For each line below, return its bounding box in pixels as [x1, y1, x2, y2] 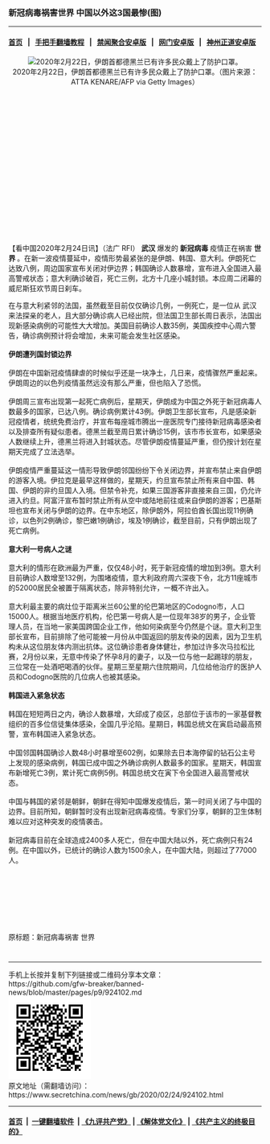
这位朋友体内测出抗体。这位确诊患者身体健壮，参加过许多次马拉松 [29, 642, 247, 651]
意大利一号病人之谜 [8, 544, 72, 554]
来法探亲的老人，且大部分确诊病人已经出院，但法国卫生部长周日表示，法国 [8, 310, 255, 320]
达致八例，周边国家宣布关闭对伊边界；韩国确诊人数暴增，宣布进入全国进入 [8, 263, 255, 273]
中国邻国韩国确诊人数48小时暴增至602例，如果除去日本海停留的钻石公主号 [8, 748, 256, 757]
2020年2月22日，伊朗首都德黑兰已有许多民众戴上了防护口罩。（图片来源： [12, 67, 258, 76]
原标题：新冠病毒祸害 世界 [8, 932, 95, 941]
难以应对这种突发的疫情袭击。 [8, 816, 107, 826]
